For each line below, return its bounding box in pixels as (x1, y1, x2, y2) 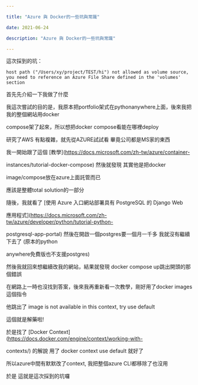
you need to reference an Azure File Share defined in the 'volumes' (6, 75, 181, 81)
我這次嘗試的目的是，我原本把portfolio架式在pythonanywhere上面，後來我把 (6, 103, 192, 110)
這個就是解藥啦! (6, 316, 44, 323)
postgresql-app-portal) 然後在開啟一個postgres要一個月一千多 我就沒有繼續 (6, 231, 190, 238)
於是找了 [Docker (6, 329, 48, 336)
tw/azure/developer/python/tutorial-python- (6, 218, 113, 225)
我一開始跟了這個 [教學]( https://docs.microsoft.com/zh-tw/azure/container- (6, 149, 190, 156)
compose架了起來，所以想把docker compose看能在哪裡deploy (6, 123, 159, 131)
